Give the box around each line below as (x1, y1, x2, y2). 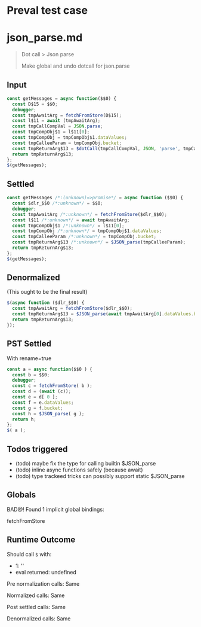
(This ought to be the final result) (7, 288, 88, 296)
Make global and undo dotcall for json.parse (21, 62, 130, 69)
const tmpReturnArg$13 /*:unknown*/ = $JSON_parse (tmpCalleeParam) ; (12, 239, 186, 245)
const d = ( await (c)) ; (12, 388, 71, 395)
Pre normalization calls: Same (7, 580, 80, 587)
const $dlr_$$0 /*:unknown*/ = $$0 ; (12, 200, 103, 206)
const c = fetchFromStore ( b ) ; (12, 383, 93, 389)
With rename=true (7, 354, 52, 362)
